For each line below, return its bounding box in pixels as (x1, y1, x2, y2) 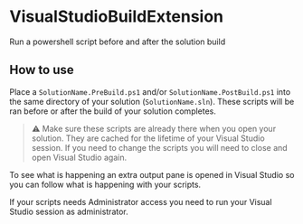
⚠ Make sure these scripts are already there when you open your (31, 123, 277, 134)
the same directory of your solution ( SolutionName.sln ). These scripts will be (9, 96, 295, 107)
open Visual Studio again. (31, 152, 128, 163)
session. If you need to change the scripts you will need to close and (31, 142, 288, 153)
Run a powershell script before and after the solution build (9, 36, 226, 47)
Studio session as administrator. (9, 206, 128, 217)
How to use (9, 62, 74, 78)
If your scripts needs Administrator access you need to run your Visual (9, 196, 273, 207)
